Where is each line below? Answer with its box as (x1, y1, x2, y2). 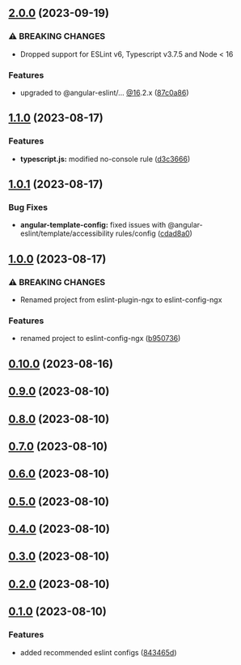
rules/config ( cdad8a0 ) (115, 228, 192, 238)
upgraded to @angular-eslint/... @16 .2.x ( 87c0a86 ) (19, 87, 189, 97)
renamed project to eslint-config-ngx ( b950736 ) (19, 334, 181, 343)
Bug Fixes (8, 202, 49, 213)
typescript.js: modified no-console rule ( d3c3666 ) (19, 154, 191, 164)
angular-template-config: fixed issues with (19, 220, 167, 230)
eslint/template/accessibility (19, 228, 115, 238)
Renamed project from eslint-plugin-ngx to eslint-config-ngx (19, 295, 222, 305)
